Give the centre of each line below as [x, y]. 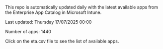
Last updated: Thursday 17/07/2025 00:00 [48, 22]
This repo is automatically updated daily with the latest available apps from [81, 7]
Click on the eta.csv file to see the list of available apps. [62, 41]
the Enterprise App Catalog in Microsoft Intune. [53, 12]
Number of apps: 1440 [28, 31]
